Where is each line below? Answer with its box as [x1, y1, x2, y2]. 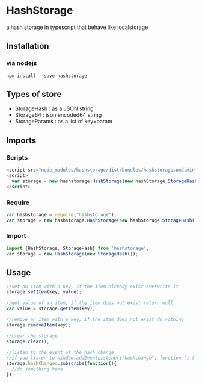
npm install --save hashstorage [6, 73, 87, 79]
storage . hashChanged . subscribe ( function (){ [6, 361, 117, 367]
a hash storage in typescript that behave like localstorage [6, 23, 148, 31]
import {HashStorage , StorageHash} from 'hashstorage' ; [6, 245, 149, 251]
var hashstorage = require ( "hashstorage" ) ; [6, 211, 117, 217]
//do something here [11, 366, 63, 372]
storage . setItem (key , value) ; [6, 289, 82, 295]
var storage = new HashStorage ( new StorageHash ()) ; [6, 251, 138, 257]
